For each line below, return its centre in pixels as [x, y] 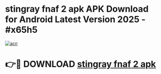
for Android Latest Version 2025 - [75, 19]
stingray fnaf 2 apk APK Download [77, 9]
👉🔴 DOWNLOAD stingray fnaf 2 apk [80, 64]
